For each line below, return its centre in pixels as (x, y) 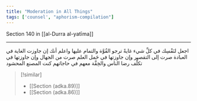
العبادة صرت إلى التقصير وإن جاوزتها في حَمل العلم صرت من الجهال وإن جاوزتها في (97, 57)
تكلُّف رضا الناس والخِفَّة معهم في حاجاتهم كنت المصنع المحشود (74, 63)
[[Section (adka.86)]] (55, 92)
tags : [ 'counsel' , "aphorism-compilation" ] (60, 17)
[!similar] (31, 75)
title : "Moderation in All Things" (50, 11)
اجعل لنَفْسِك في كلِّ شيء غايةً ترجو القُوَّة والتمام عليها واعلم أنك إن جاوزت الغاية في (98, 51)
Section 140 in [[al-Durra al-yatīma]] (50, 33)
